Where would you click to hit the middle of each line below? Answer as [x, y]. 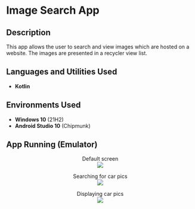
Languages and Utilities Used [62, 72]
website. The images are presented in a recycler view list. [77, 53]
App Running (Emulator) [52, 145]
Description [28, 33]
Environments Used [44, 105]
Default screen [100, 159]
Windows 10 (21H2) [39, 119]
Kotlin [22, 86]
